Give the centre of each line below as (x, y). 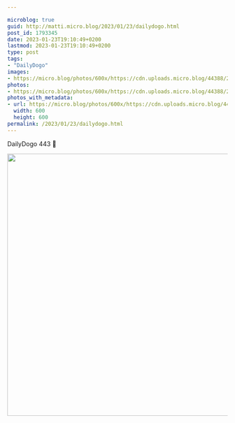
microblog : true (31, 20)
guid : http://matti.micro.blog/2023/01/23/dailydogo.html (93, 26)
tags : (15, 59)
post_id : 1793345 (33, 33)
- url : (17, 105)
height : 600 (31, 117)
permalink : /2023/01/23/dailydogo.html (65, 124)
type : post (23, 52)
